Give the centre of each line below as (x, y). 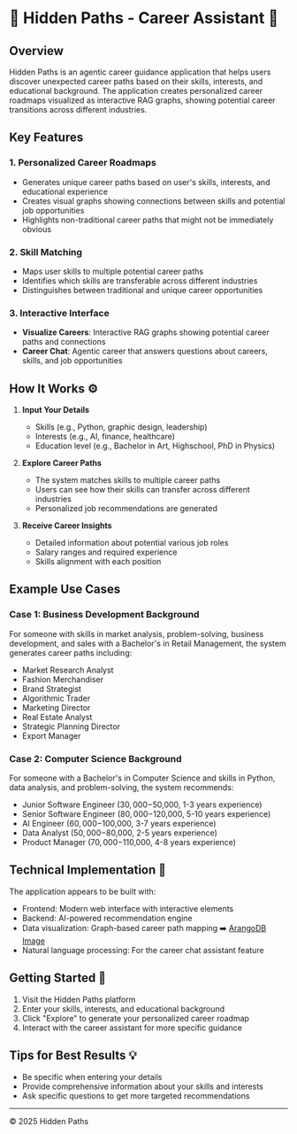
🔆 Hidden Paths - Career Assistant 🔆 (144, 18)
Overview (37, 51)
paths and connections (64, 342)
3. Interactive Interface (59, 313)
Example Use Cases (65, 590)
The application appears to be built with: (83, 891)
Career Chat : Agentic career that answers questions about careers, (145, 351)
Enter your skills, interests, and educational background (123, 1008)
